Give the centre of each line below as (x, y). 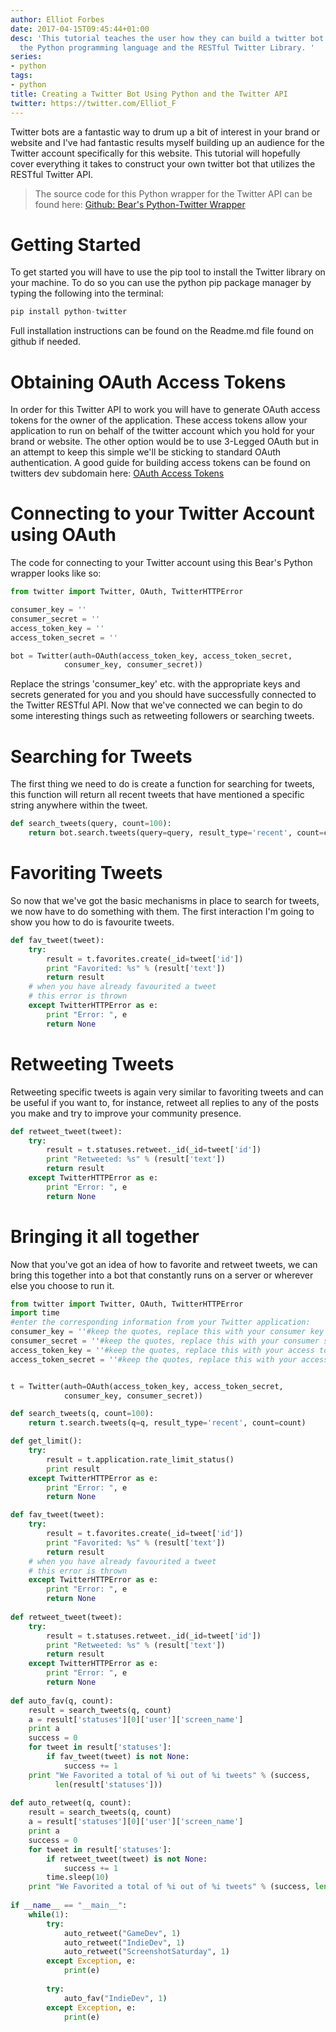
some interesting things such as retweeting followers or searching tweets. (162, 716)
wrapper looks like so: (56, 573)
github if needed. (46, 342)
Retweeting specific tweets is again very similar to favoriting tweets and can (167, 1092)
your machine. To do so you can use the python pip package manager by (161, 283)
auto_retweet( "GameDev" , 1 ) (122, 1933)
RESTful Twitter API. (51, 174)
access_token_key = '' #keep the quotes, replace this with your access (162, 1350)
